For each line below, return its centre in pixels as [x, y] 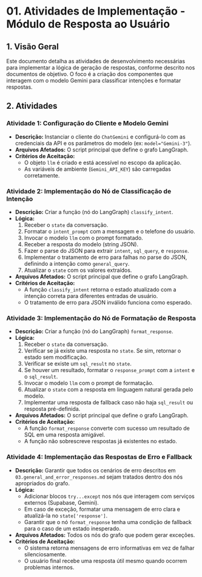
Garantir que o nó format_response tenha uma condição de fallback [108, 522]
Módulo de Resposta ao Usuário [88, 24]
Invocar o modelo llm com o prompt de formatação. [89, 383]
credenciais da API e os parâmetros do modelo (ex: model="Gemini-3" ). [103, 143]
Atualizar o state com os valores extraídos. [78, 270]
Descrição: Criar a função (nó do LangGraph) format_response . [94, 331]
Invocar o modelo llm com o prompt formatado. [84, 238]
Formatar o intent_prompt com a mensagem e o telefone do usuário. [109, 231]
